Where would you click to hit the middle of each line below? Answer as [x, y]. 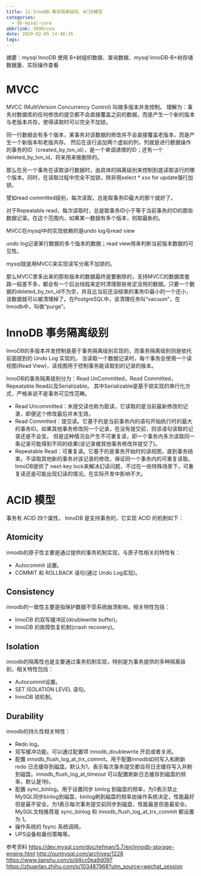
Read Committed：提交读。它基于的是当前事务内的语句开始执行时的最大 [103, 421]
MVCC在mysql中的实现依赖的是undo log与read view [71, 230]
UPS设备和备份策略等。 [44, 834]
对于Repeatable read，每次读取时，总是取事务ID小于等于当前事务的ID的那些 [100, 210]
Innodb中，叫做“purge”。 [37, 306]
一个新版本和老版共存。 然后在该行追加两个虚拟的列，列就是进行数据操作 [101, 142]
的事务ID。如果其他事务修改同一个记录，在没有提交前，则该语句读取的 [101, 428]
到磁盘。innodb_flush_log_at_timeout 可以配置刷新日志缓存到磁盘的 [98, 774]
